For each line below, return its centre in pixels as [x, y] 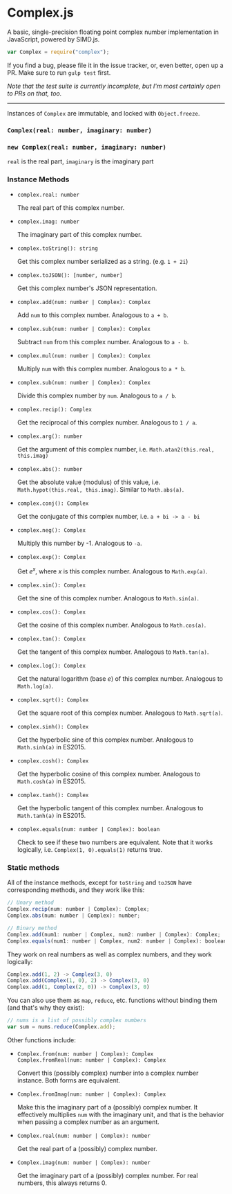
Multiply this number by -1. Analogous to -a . [79, 543]
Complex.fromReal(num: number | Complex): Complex [91, 1060]
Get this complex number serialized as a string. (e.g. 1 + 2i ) [103, 262]
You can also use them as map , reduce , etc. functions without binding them [112, 1000]
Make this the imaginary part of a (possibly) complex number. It [107, 1107]
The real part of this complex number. [71, 208]
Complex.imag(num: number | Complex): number [84, 1162]
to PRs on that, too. [35, 93]
